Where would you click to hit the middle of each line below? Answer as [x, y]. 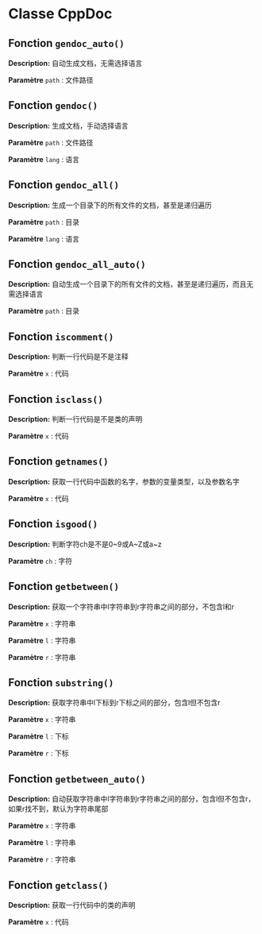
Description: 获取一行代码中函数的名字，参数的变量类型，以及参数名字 [124, 481]
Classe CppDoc [60, 14]
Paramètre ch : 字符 [40, 561]
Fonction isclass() [56, 399]
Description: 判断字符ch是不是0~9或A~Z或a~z [85, 544]
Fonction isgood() [53, 524]
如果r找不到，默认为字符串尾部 [58, 809]
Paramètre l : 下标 [39, 736]
